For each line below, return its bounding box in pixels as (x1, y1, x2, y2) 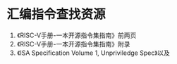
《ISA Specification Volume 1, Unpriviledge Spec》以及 (16, 49, 171, 57)
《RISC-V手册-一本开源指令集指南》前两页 (16, 31, 137, 39)
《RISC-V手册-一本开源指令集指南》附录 (16, 39, 130, 48)
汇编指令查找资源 (6, 6, 106, 23)
